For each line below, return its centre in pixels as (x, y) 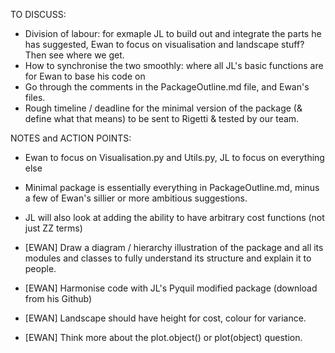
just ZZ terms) (53, 228)
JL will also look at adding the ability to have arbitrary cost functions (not (174, 217)
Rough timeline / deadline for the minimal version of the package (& (163, 108)
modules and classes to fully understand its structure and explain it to (168, 258)
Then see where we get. (74, 55)
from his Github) (58, 298)
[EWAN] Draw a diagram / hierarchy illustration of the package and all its (174, 247)
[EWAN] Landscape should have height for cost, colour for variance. (165, 318)
